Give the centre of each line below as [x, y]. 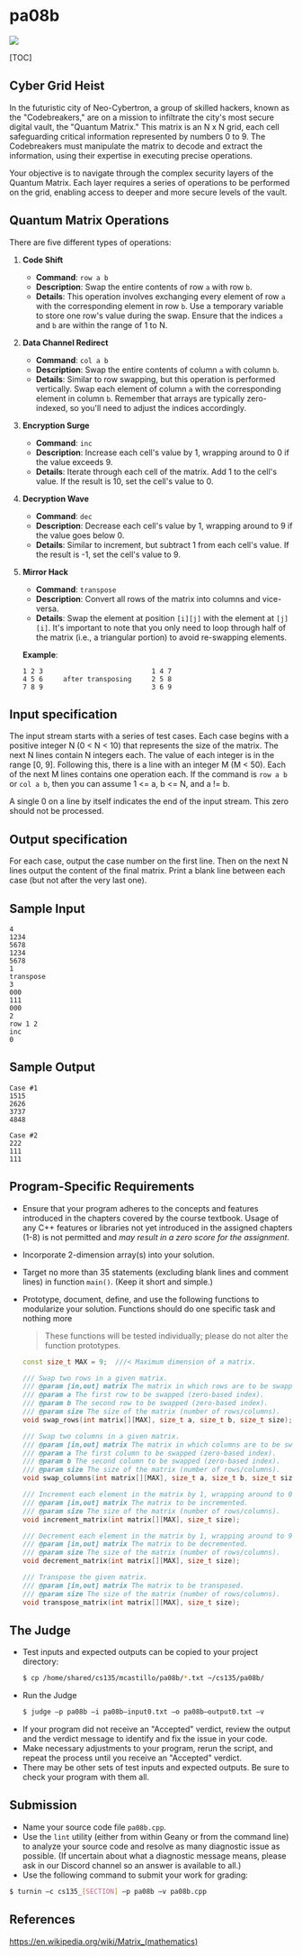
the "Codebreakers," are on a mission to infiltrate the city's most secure [142, 117]
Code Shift [43, 260]
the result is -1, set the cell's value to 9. [108, 554]
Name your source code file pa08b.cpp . [94, 1827]
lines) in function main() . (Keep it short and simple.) [118, 1282]
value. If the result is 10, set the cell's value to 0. [124, 481]
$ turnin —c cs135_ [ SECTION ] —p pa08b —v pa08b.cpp [108, 1891]
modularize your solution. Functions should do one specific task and [149, 1309]
